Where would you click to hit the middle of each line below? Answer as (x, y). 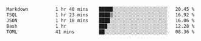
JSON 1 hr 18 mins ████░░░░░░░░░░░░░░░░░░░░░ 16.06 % (100, 20)
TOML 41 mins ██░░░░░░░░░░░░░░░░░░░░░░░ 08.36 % (100, 32)
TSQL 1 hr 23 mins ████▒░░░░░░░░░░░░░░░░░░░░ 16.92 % (100, 15)
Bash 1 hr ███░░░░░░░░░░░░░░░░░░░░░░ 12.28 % (100, 26)
